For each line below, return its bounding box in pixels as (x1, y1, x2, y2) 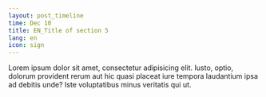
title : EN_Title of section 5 (8, 26, 109, 34)
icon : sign (8, 41, 45, 49)
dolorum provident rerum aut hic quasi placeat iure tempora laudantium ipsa (8, 72, 258, 81)
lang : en (8, 33, 38, 42)
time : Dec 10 (8, 19, 52, 27)
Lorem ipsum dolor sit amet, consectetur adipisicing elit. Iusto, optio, (8, 63, 234, 72)
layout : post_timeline (8, 11, 84, 20)
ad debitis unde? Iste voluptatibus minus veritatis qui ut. (8, 80, 192, 90)
